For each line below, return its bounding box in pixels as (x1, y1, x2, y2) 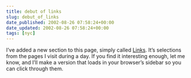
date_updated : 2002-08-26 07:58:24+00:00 (6, 25, 109, 31)
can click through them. (6, 65, 63, 72)
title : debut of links (6, 8, 62, 15)
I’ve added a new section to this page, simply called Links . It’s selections (6, 46, 182, 53)
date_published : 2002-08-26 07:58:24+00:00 (6, 19, 115, 25)
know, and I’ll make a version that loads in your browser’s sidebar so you (6, 59, 182, 66)
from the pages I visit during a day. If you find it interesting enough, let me (6, 53, 185, 60)
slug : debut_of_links (6, 14, 59, 20)
